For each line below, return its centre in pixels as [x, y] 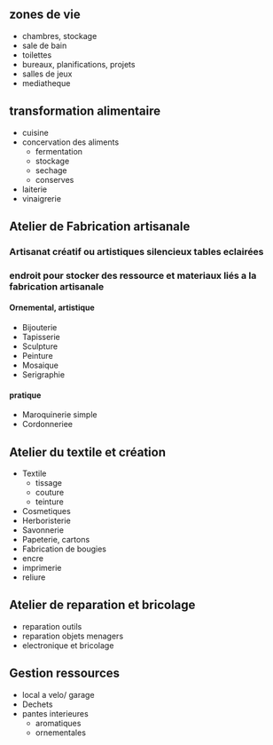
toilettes [37, 55]
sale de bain [44, 45]
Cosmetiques [46, 511]
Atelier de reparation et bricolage [102, 605]
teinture [49, 502]
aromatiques [58, 723]
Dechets [37, 704]
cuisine [35, 132]
